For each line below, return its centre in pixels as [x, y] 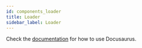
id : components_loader [34, 11]
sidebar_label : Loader [34, 22]
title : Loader [23, 17]
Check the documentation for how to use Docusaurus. [71, 39]
